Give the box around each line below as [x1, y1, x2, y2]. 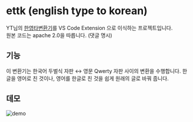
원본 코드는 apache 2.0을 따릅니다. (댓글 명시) [6, 31, 113, 39]
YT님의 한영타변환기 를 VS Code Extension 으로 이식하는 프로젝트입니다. [6, 24, 173, 31]
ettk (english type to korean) [6, 4, 148, 18]
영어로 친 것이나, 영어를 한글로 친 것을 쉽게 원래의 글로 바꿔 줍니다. [16, 75, 169, 82]
